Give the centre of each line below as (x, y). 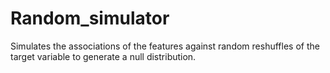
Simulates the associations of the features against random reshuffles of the (165, 46)
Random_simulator (90, 18)
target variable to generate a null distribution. (103, 56)
